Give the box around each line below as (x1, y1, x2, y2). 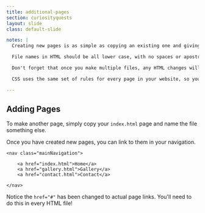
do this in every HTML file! (6, 200, 73, 207)
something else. (6, 127, 47, 134)
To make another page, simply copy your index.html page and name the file (6, 120, 197, 127)
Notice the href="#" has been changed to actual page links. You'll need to (6, 193, 192, 201)
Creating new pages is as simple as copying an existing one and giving (12, 43, 201, 49)
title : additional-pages (6, 9, 70, 15)
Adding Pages (6, 104, 61, 114)
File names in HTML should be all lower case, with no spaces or (12, 54, 182, 60)
